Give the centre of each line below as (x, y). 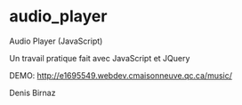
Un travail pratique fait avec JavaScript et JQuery (100, 58)
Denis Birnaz (32, 93)
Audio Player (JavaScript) (56, 41)
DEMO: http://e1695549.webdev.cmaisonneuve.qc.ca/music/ (121, 75)
